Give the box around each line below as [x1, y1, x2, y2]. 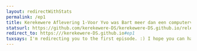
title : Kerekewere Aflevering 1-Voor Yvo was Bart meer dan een [6, 19, 167, 25]
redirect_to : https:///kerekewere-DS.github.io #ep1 [6, 30, 135, 36]
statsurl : [6, 25, 30, 31]
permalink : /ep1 [6, 14, 46, 20]
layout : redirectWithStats [6, 8, 72, 15]
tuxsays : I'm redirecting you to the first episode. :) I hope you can [6, 36, 185, 42]
